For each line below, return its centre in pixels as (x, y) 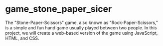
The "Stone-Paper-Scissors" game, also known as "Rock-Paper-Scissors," (82, 23)
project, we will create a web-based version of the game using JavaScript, (81, 33)
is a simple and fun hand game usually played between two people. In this (81, 27)
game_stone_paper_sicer (59, 9)
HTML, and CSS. (22, 38)
